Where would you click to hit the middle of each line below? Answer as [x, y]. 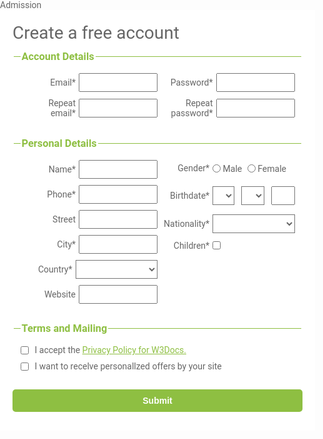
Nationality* [186, 223]
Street [64, 219]
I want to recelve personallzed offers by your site [128, 366]
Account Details [58, 56]
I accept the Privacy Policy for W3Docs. [110, 350]
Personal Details [59, 143]
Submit [157, 400]
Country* [55, 269]
